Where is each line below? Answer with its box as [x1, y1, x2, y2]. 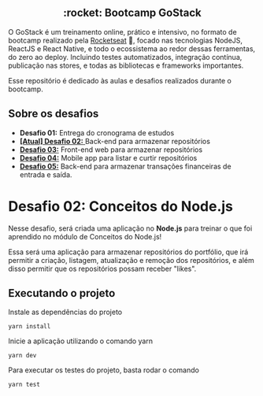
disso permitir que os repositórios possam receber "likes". [8, 264, 197, 273]
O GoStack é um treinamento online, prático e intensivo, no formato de [8, 27, 238, 36]
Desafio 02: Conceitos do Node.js [8, 197, 234, 215]
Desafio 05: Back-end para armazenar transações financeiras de [19, 161, 232, 171]
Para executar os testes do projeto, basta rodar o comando [8, 365, 199, 375]
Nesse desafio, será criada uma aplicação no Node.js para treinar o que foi [8, 224, 253, 233]
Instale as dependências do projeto [8, 307, 123, 317]
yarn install [8, 323, 51, 331]
